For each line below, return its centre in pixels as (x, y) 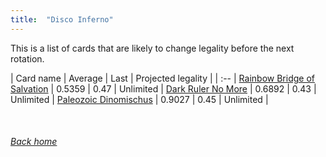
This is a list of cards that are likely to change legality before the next (152, 48)
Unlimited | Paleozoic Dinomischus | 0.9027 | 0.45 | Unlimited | (139, 99)
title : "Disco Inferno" (62, 19)
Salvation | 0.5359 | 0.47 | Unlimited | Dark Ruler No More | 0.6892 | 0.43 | (163, 88)
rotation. (27, 58)
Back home (34, 142)
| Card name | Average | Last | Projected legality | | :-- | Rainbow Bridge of (162, 78)
